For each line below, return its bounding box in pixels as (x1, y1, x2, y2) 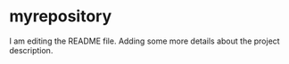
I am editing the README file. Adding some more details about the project (9, 36, 280, 46)
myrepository (9, 6, 112, 27)
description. (9, 44, 54, 55)
